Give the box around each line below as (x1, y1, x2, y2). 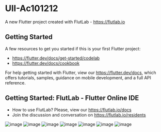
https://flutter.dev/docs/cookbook (12, 60, 80, 66)
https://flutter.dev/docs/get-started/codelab (12, 55, 100, 61)
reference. (5, 80, 26, 86)
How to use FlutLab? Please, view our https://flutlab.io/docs (12, 107, 132, 113)
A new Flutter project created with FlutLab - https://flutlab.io (5, 19, 125, 25)
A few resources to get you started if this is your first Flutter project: (5, 45, 141, 51)
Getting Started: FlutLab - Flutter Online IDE (5, 94, 139, 102)
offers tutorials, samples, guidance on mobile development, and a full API (5, 74, 151, 80)
